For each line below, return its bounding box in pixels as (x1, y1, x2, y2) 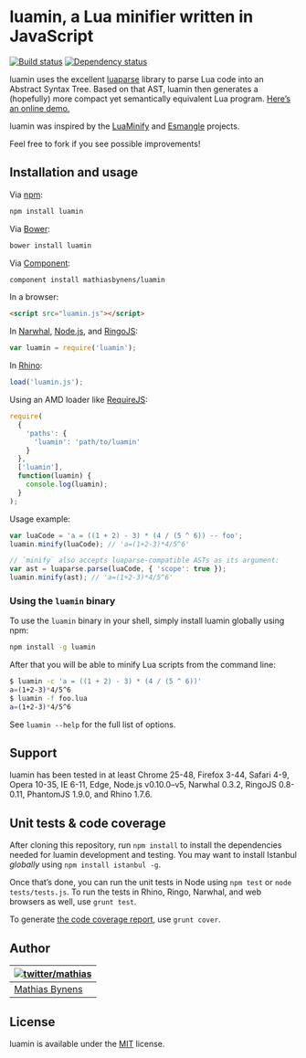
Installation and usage (9, 164, 139, 180)
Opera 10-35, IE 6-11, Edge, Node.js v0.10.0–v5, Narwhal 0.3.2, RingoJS (9, 779, 277, 790)
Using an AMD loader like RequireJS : (9, 395, 148, 405)
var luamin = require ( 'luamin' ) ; (9, 344, 137, 353)
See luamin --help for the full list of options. (9, 719, 176, 730)
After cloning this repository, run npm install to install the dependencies (9, 840, 282, 851)
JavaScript (9, 26, 94, 47)
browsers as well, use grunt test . (9, 896, 137, 907)
